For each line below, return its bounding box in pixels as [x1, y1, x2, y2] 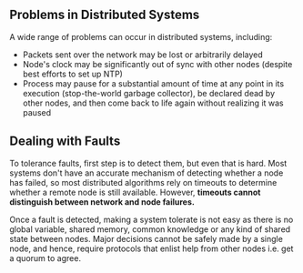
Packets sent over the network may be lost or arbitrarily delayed [22, 49, 264, 60]
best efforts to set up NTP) [22, 68, 123, 79]
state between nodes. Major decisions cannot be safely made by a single [9, 233, 284, 244]
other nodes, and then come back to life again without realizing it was [22, 97, 284, 108]
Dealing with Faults [9, 134, 121, 149]
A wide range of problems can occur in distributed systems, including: [9, 31, 273, 42]
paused [22, 106, 52, 117]
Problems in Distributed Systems [9, 7, 200, 23]
